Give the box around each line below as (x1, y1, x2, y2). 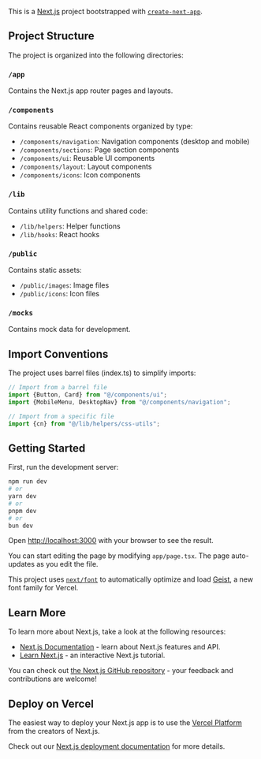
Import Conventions (8, 347, 109, 361)
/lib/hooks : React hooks (19, 229, 100, 239)
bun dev (8, 522, 34, 530)
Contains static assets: (8, 266, 82, 274)
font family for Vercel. (8, 583, 79, 593)
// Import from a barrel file (8, 384, 108, 392)
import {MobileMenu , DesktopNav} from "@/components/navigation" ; (8, 398, 231, 406)
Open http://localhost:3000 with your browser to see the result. (8, 536, 214, 545)
